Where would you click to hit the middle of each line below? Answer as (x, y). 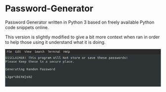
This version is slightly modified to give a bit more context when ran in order (83, 37)
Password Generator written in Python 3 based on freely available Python (80, 22)
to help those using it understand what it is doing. (55, 42)
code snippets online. (27, 27)
